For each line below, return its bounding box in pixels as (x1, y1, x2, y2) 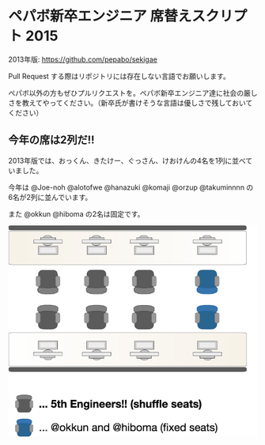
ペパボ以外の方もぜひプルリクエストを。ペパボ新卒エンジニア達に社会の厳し (8, 88, 258, 97)
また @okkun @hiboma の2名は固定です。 (8, 209, 145, 218)
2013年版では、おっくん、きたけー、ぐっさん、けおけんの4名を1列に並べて (8, 156, 253, 165)
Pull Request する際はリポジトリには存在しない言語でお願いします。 (8, 71, 231, 81)
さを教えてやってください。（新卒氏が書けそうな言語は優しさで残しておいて (8, 98, 253, 107)
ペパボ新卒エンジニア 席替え (8, 7, 192, 25)
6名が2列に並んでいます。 (8, 192, 93, 202)
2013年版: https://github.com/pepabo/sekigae (8, 55, 158, 64)
